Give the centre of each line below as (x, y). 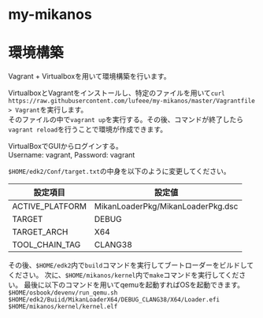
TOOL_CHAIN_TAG (46, 245)
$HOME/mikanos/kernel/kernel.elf (63, 307)
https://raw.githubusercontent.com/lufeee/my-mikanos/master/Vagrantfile (132, 101)
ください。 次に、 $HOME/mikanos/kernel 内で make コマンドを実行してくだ (124, 275)
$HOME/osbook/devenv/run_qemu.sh (63, 293)
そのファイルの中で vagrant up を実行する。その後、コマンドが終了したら (126, 120)
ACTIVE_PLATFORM (49, 206)
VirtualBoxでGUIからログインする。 (66, 146)
